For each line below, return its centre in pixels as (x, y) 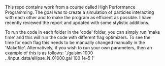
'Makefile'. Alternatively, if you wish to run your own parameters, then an (79, 48)
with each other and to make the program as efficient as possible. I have (78, 17)
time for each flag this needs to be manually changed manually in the (75, 43)
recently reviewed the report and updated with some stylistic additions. (77, 22)
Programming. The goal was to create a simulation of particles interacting (80, 12)
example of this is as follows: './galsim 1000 (49, 53)
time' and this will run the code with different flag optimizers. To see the (78, 37)
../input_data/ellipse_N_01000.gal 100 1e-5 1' (50, 58)
